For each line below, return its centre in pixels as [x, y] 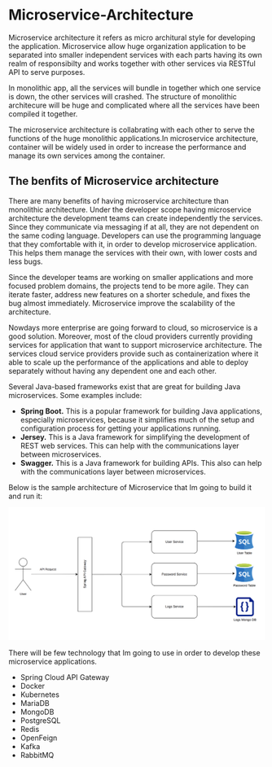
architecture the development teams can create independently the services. [136, 218]
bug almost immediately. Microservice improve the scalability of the [122, 303]
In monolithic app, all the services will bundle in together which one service [135, 88]
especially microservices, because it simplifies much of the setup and [137, 419]
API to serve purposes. [47, 72]
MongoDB [37, 712]
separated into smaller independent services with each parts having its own [136, 55]
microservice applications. [53, 662]
